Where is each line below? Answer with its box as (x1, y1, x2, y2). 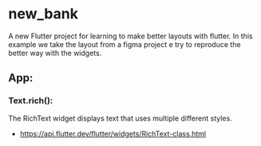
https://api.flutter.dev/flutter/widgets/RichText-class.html (19, 128, 206, 138)
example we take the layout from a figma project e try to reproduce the (8, 39, 241, 49)
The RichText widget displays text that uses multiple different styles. (8, 113, 233, 123)
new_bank (8, 5, 78, 23)
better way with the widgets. (8, 48, 102, 57)
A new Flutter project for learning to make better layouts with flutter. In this (8, 31, 253, 41)
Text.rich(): (8, 95, 53, 106)
